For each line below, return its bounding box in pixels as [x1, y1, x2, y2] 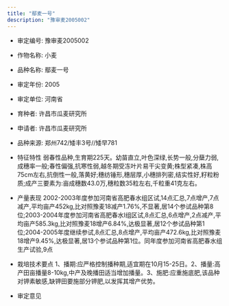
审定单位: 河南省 [16, 94, 63, 103]
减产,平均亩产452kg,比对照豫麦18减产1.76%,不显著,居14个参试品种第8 [16, 202, 214, 210]
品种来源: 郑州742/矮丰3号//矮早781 [16, 138, 118, 146]
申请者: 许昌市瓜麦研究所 [16, 124, 87, 132]
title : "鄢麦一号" [7, 10, 56, 17]
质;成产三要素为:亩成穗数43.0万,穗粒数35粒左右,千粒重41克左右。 [16, 179, 201, 187]
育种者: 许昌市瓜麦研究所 [16, 109, 87, 118]
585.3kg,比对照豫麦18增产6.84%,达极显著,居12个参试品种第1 [35, 219, 205, 228]
